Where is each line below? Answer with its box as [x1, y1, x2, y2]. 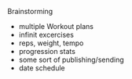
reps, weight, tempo [18, 38, 84, 48]
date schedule [18, 63, 66, 73]
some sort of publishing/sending [18, 55, 125, 64]
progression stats [18, 47, 76, 56]
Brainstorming [7, 7, 53, 16]
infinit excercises [18, 31, 74, 39]
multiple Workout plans [18, 22, 93, 31]
